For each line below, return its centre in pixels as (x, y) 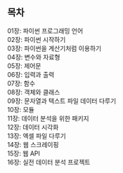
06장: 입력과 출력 (31, 74)
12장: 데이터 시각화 (33, 127)
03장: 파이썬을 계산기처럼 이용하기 (54, 48)
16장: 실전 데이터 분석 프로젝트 (49, 162)
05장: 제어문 (24, 66)
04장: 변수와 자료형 (34, 57)
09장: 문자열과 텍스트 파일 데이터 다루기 (62, 101)
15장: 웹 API (24, 153)
